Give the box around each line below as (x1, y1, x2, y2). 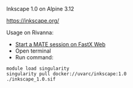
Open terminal (15, 47, 51, 54)
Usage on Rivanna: (6, 29, 54, 36)
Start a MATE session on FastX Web (15, 41, 106, 48)
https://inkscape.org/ (6, 17, 60, 24)
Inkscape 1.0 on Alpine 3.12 (6, 5, 74, 12)
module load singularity (6, 65, 70, 71)
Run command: (15, 54, 54, 61)
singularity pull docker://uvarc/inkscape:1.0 (6, 71, 127, 77)
